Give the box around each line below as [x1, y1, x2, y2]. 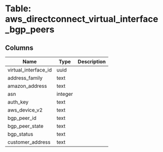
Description [78, 58, 106, 65]
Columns [5, 43, 33, 52]
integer [56, 91, 73, 97]
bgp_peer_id [7, 114, 37, 121]
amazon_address [7, 82, 47, 89]
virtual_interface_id [7, 67, 52, 73]
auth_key [7, 99, 29, 105]
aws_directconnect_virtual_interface [5, 13, 159, 25]
